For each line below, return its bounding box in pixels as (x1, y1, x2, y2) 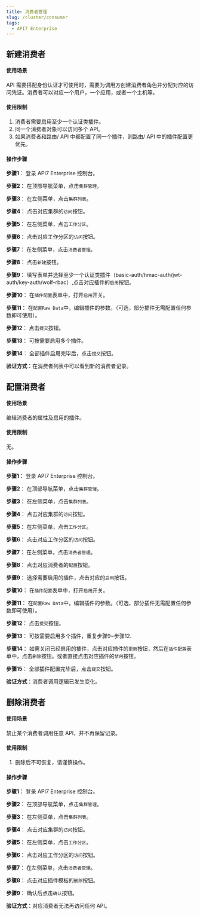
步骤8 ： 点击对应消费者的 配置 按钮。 (6, 562, 94, 569)
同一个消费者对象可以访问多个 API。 (14, 126, 104, 133)
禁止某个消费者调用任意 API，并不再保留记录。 (6, 729, 121, 736)
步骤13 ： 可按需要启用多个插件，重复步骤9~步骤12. (6, 632, 132, 640)
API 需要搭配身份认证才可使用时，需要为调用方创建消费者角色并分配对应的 (6, 81, 189, 89)
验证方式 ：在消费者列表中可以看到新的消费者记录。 (6, 362, 132, 370)
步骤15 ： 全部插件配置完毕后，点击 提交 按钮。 (6, 665, 116, 673)
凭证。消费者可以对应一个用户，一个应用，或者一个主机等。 (11, 89, 158, 96)
